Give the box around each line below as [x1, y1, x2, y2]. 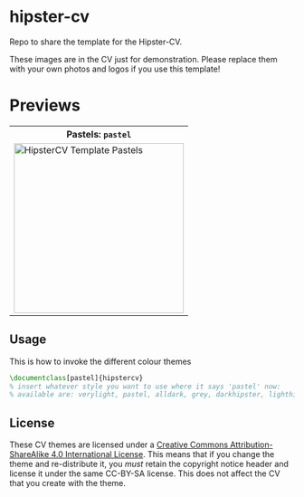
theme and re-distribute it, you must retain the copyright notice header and [9, 459, 290, 470]
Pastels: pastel [66, 128, 132, 140]
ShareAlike [9, 449, 50, 460]
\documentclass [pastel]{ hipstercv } [9, 373, 144, 382]
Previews [9, 95, 81, 116]
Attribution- [230, 439, 273, 450]
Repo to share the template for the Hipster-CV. [9, 36, 183, 47]
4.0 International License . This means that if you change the [51, 449, 275, 460]
